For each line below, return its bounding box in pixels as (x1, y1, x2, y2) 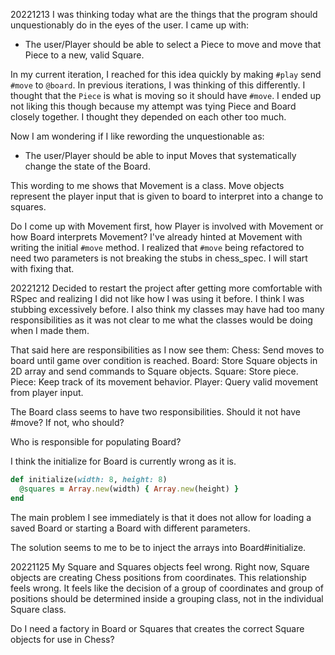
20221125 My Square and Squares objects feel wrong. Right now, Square (10, 560, 310, 573)
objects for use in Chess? (10, 633, 115, 645)
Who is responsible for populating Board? (10, 436, 182, 448)
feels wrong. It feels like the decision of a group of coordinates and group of (10, 582, 325, 594)
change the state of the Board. (24, 160, 151, 172)
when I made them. (10, 325, 90, 336)
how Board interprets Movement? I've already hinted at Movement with (10, 231, 303, 243)
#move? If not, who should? (10, 417, 125, 428)
